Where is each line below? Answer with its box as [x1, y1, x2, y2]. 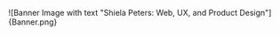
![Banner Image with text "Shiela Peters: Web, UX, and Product [8, 8, 237, 18]
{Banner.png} [8, 17, 58, 27]
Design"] [238, 8, 272, 18]
